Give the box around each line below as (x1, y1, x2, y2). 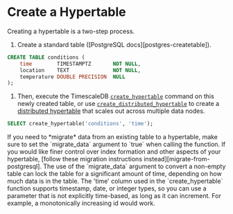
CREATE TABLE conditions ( (7, 53, 85, 61)
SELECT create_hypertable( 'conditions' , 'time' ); (7, 121, 154, 127)
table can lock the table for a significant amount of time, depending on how (7, 170, 222, 178)
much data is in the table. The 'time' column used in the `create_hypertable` (7, 177, 223, 186)
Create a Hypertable (7, 4, 126, 20)
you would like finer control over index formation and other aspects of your (7, 148, 221, 156)
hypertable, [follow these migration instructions (7, 155, 143, 163)
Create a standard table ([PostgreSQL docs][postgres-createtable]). (17, 40, 212, 48)
